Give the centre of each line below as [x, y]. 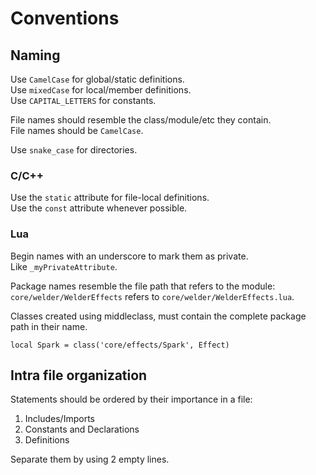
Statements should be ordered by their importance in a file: [131, 399]
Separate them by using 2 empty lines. [90, 459]
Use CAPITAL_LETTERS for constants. [83, 100]
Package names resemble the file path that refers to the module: [143, 286]
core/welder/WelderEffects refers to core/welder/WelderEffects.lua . [152, 296]
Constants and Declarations [82, 429]
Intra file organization [79, 375]
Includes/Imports [59, 419]
